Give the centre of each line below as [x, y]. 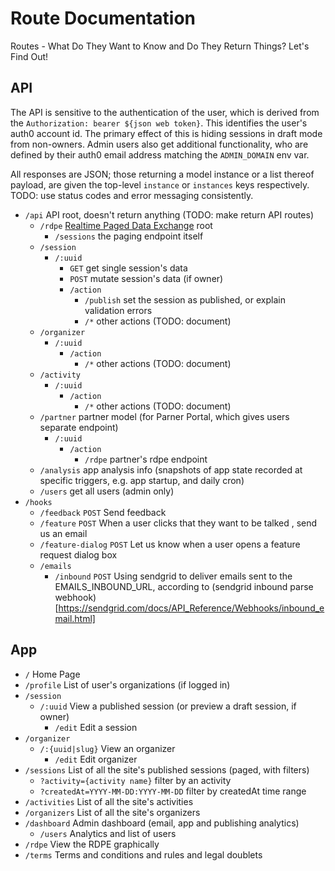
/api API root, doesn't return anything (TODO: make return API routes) [169, 214]
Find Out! [29, 56]
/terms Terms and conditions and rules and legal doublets [143, 854]
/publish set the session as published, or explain [185, 299]
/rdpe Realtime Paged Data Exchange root [126, 225]
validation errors [118, 310]
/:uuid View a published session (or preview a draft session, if [168, 706]
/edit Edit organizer [96, 759]
